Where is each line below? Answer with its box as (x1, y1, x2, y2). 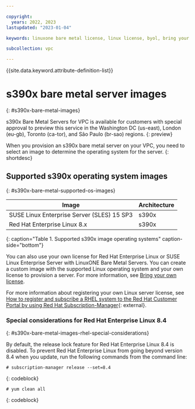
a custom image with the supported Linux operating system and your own (6, 265, 184, 272)
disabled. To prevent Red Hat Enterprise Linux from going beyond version (6, 347, 183, 355)
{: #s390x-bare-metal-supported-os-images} (6, 187, 116, 194)
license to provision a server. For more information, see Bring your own (6, 271, 177, 278)
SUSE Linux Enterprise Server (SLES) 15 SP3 (9, 210, 133, 219)
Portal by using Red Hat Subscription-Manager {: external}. (6, 301, 147, 308)
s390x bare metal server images (6, 87, 167, 101)
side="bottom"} (6, 241, 44, 248)
